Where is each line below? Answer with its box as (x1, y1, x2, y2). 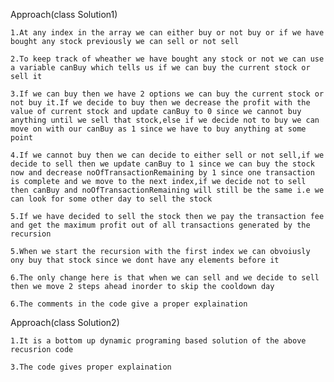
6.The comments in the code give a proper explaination (10, 299, 248, 309)
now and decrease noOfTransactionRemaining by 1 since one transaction (10, 168, 315, 178)
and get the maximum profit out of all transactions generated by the (10, 220, 311, 230)
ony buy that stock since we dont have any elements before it (10, 255, 280, 265)
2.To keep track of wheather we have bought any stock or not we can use (10, 54, 325, 64)
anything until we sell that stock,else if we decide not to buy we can (10, 115, 320, 125)
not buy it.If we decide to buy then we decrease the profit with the (10, 98, 311, 108)
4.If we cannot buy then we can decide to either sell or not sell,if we (10, 150, 325, 160)
